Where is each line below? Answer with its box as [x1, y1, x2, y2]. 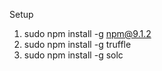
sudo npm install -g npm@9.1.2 [23, 28, 152, 39]
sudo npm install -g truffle [23, 39, 132, 50]
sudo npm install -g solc [23, 49, 124, 61]
